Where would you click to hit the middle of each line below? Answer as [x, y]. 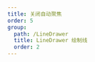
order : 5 [20, 21]
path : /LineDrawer [41, 34]
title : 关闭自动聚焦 [35, 14]
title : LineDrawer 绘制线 [51, 41]
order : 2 [27, 47]
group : [17, 27]
